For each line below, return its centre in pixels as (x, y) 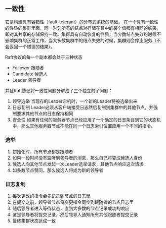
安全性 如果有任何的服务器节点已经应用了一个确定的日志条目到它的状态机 (86, 119)
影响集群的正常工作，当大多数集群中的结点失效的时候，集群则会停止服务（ (81, 40)
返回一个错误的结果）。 (32, 47)
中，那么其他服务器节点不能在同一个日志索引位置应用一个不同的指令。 (84, 126)
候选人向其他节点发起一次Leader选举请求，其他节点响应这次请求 (78, 164)
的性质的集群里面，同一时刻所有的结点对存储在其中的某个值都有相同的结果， (83, 28)
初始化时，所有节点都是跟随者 (42, 152)
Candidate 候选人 (30, 74)
